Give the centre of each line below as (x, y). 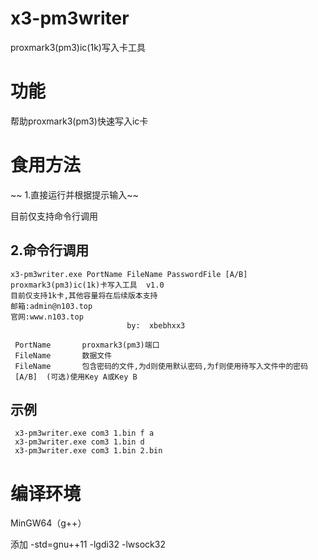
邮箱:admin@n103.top (51, 306)
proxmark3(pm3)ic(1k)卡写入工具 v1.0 (87, 285)
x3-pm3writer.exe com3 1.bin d (79, 442)
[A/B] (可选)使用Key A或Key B (76, 377)
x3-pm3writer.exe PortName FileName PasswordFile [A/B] (129, 274)
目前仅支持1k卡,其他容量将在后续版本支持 (84, 295)
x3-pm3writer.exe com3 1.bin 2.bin (88, 451)
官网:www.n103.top (47, 317)
